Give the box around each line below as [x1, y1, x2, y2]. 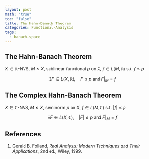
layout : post [5, 7, 32, 12]
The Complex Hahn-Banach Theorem [5, 91, 122, 99]
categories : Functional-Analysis [5, 25, 74, 30]
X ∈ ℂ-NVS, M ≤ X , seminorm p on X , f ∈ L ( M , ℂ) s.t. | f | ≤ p [5, 105, 126, 111]
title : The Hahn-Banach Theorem [5, 21, 71, 26]
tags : [5, 30, 16, 35]
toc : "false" [5, 16, 32, 21]
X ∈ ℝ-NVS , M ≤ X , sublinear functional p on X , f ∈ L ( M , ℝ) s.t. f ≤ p [5, 66, 144, 71]
